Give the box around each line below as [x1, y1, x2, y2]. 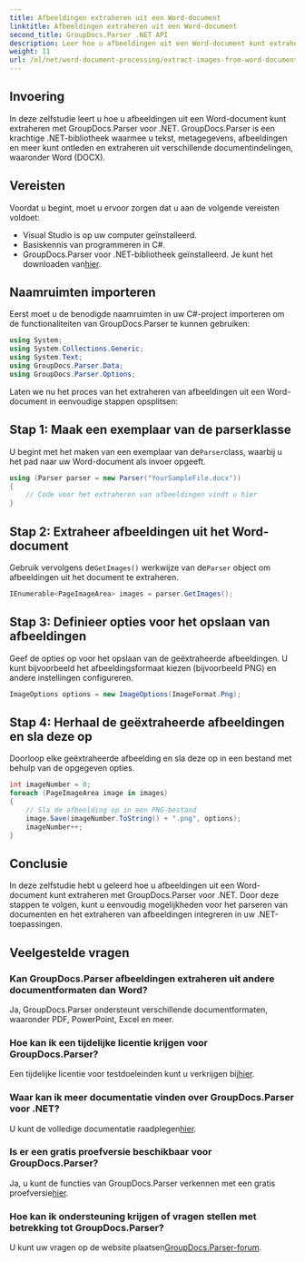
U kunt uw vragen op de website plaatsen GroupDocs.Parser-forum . [9, 1242, 261, 1253]
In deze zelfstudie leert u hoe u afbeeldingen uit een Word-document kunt [9, 113, 287, 123]
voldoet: [9, 212, 41, 222]
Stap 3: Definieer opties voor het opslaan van [9, 615, 271, 630]
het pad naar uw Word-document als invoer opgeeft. [9, 456, 206, 467]
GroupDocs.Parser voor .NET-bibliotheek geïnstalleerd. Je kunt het [22, 249, 274, 260]
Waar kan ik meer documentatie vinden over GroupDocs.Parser [9, 1091, 295, 1104]
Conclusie [9, 855, 68, 872]
